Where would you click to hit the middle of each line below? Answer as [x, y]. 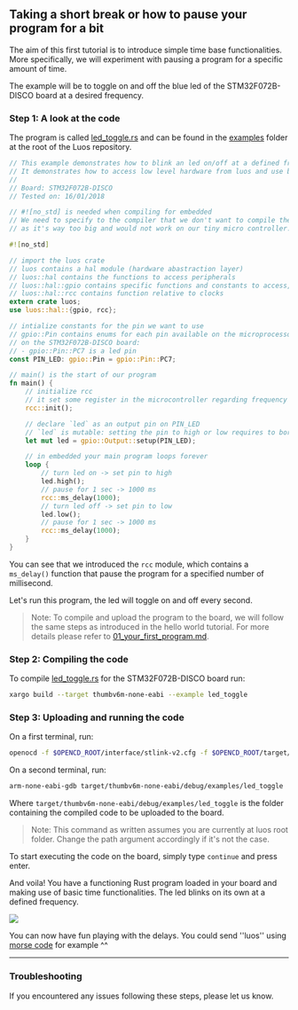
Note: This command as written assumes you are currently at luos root [159, 830]
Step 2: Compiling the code [69, 659]
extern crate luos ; [45, 302]
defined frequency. [44, 902]
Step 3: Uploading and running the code [97, 717]
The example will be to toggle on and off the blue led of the [117, 86]
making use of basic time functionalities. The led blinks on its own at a [137, 893]
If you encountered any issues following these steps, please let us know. [141, 996]
